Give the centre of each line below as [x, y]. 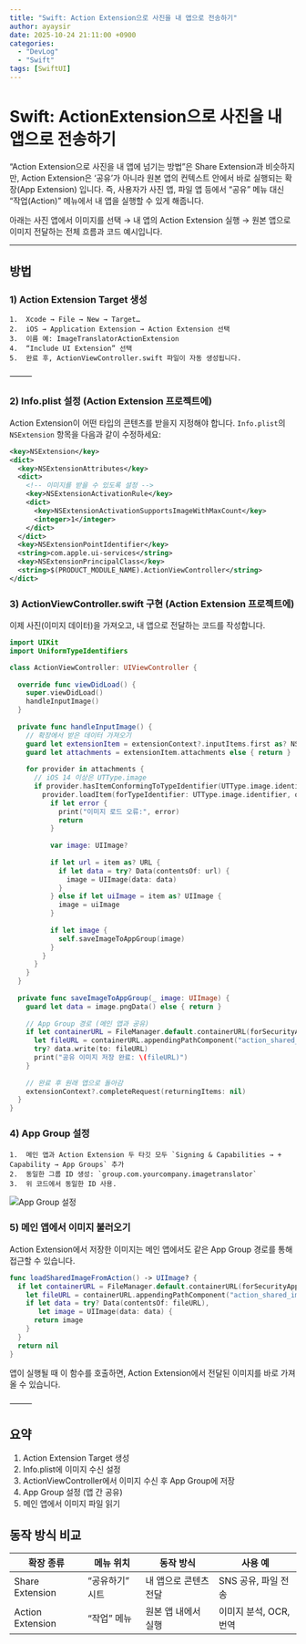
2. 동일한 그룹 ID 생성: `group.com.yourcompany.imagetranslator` [133, 1174]
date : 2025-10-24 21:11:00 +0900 [73, 35]
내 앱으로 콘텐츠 [177, 1581]
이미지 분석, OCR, [254, 1612]
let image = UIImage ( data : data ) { [105, 1312]
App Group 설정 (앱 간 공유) [72, 1493]
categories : [32, 43]
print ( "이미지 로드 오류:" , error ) [119, 812]
